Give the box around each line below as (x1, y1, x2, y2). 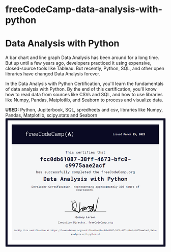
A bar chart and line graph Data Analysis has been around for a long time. (5, 54, 159, 61)
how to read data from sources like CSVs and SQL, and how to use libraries (5, 92, 163, 98)
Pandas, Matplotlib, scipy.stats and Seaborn (5, 112, 98, 118)
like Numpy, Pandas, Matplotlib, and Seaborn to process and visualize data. (5, 97, 164, 103)
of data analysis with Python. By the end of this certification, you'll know (5, 86, 157, 92)
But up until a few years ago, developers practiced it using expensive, (5, 60, 152, 66)
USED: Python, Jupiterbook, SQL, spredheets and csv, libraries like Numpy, (5, 107, 163, 113)
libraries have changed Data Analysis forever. (5, 71, 100, 77)
